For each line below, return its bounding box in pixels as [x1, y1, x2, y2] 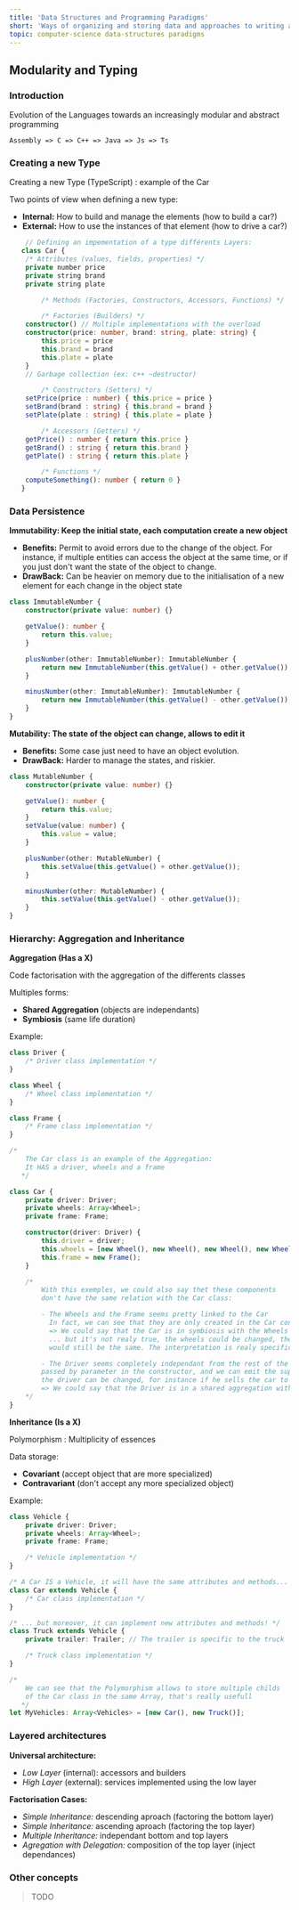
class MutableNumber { [9, 772, 93, 781]
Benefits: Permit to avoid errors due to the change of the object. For [21, 542, 273, 553]
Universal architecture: [9, 1750, 97, 1760]
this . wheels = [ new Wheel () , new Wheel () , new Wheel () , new [41, 1244, 269, 1254]
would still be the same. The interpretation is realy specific [48, 1343, 293, 1352]
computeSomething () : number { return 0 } [25, 475, 181, 485]
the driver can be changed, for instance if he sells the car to [41, 1376, 289, 1385]
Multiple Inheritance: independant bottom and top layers [21, 1830, 229, 1841]
